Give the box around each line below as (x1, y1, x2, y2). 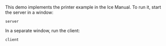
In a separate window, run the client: (5, 28, 80, 34)
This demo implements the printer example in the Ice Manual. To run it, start (5, 4, 161, 10)
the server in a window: (5, 9, 53, 15)
